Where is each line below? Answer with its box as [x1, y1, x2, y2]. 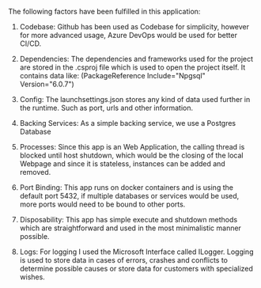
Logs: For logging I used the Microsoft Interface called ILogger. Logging [19, 247, 254, 256]
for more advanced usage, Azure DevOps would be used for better [19, 31, 237, 40]
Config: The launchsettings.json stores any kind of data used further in [19, 95, 251, 104]
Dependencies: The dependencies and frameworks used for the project [19, 55, 254, 63]
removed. [19, 168, 51, 176]
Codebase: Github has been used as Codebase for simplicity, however [19, 22, 250, 31]
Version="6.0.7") [19, 79, 75, 89]
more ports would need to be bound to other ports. [19, 199, 186, 209]
